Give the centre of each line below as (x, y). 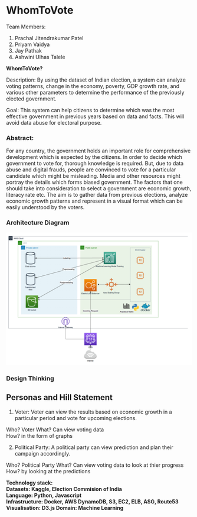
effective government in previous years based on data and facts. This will (95, 116)
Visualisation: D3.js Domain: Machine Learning (65, 508)
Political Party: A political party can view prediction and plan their (94, 447)
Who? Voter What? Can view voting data (55, 430)
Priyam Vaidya (32, 44)
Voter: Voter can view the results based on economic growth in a (93, 412)
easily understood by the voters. (45, 207)
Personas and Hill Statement (60, 397)
